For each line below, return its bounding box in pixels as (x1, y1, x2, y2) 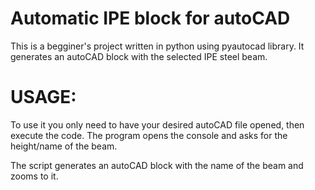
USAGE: (10, 86, 77, 109)
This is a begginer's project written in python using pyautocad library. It (10, 40, 305, 52)
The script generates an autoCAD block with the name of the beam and (10, 159, 304, 171)
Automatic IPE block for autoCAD (10, 7, 291, 30)
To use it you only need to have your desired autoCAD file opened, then (10, 118, 305, 131)
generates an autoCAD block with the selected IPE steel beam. (10, 50, 268, 62)
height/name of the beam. (10, 140, 118, 152)
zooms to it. (10, 170, 59, 182)
